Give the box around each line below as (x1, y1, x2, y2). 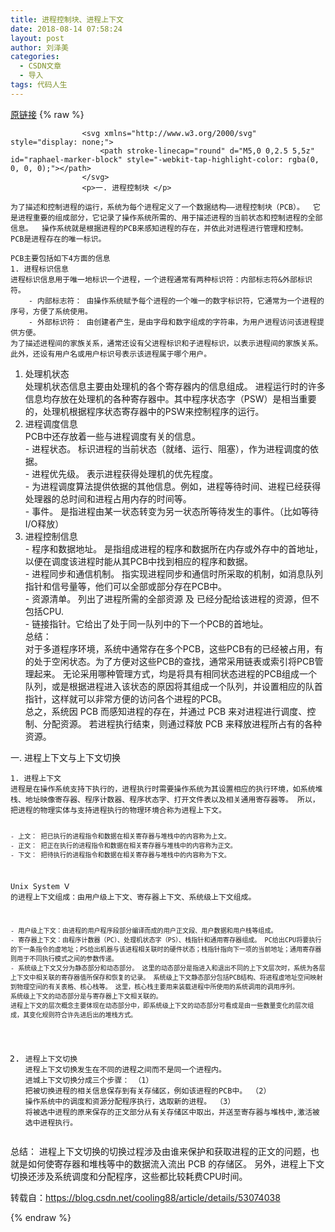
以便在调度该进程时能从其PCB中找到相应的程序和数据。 (24, 555, 254, 567)
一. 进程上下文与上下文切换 (10, 751, 121, 763)
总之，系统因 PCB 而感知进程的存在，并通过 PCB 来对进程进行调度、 (24, 705, 308, 717)
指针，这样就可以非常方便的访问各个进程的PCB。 (24, 692, 228, 705)
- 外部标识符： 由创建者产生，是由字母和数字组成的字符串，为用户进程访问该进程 (28, 317, 318, 327)
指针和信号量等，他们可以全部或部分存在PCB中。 (24, 580, 228, 592)
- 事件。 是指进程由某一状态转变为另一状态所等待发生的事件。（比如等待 (24, 505, 320, 517)
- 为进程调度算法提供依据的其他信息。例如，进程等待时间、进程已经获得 (24, 480, 322, 492)
